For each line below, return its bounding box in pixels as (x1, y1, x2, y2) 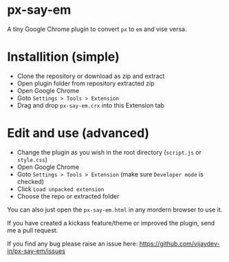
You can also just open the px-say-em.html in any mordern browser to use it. (7, 205, 223, 214)
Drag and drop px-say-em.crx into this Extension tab (17, 101, 165, 109)
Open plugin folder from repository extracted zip (17, 79, 155, 88)
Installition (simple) (7, 49, 120, 65)
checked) (17, 177, 45, 185)
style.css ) (17, 155, 48, 163)
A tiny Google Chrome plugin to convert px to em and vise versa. (7, 25, 187, 33)
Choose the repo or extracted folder (17, 192, 120, 200)
